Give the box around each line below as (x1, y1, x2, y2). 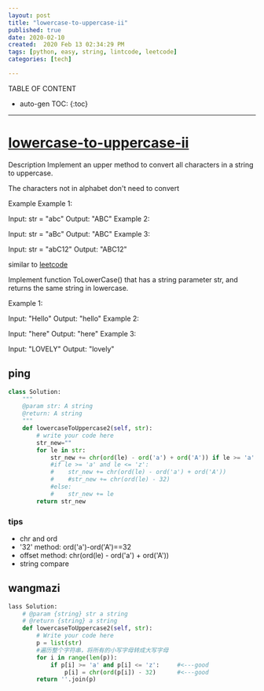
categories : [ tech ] (8, 56, 72, 64)
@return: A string (22, 410, 82, 417)
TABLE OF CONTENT (8, 83, 77, 93)
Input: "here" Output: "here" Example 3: (8, 329, 137, 338)
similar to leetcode (8, 259, 68, 269)
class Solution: (8, 388, 61, 395)
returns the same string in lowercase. (8, 283, 129, 292)
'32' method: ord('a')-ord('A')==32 (19, 542, 132, 551)
